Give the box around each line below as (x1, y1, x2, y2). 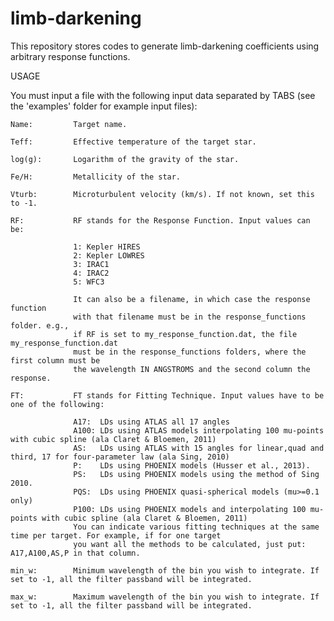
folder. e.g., (10, 320, 70, 331)
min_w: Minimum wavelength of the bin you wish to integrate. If (10, 565, 320, 576)
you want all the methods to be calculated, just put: (73, 539, 307, 549)
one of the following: (10, 399, 105, 409)
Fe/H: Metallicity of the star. (10, 172, 182, 182)
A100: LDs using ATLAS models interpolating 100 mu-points (73, 425, 325, 436)
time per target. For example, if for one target (10, 530, 222, 541)
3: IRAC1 (73, 259, 110, 269)
